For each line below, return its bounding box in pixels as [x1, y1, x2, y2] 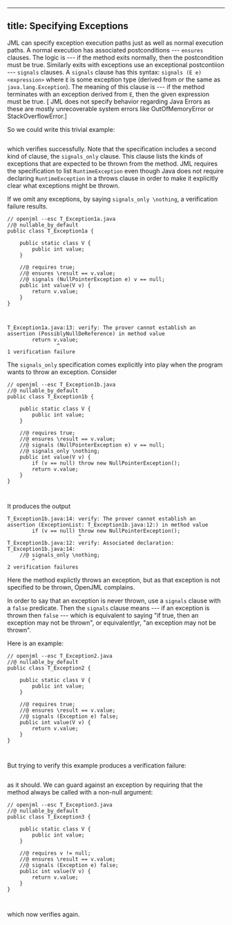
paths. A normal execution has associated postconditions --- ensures [7, 46, 204, 54]
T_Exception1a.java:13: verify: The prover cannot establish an [7, 324, 196, 331]
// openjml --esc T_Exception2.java [7, 652, 113, 659]
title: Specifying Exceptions [7, 20, 129, 32]
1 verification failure [7, 348, 76, 356]
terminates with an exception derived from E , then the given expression [7, 90, 209, 98]
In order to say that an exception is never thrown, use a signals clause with [7, 596, 221, 605]
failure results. [7, 202, 48, 211]
